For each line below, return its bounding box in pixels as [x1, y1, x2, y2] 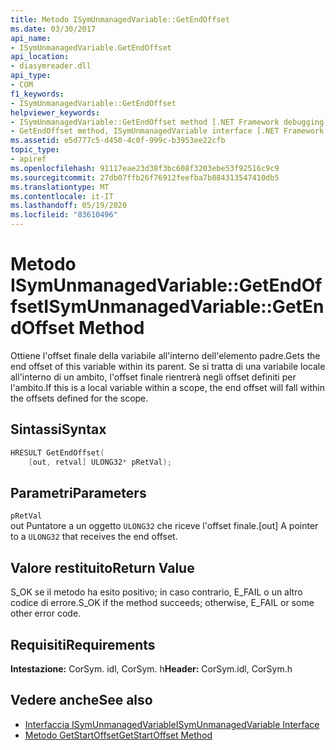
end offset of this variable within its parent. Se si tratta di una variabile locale [10, 360, 326, 372]
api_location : [10, 52, 70, 62]
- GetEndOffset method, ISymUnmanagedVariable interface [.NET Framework [10, 126, 325, 136]
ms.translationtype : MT [10, 182, 110, 192]
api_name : [10, 33, 52, 43]
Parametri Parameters [10, 484, 147, 501]
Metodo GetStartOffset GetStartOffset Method [24, 729, 213, 741]
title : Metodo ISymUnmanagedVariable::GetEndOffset [10, 14, 230, 25]
